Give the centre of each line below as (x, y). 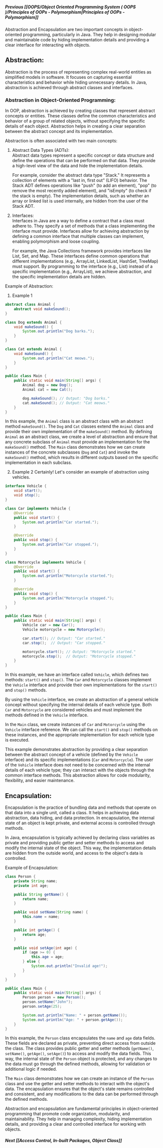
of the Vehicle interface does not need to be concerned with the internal (78, 765)
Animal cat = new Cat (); (48, 390)
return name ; (36, 899)
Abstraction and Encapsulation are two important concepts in (66, 29)
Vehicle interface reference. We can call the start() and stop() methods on (81, 729)
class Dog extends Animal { (34, 322)
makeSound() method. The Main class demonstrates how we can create (75, 447)
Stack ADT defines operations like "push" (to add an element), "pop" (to (84, 185)
